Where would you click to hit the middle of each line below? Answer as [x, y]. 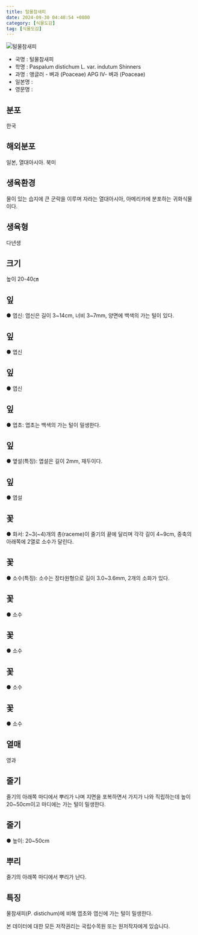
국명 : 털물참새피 [34, 59]
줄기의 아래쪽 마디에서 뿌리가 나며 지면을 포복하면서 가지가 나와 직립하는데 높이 [99, 797]
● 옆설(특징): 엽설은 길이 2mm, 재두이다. [54, 461]
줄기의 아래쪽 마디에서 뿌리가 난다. [46, 877]
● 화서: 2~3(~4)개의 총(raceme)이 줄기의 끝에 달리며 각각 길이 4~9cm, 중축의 [99, 534]
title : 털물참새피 [26, 12]
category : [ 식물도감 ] [31, 23]
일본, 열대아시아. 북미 [31, 162]
